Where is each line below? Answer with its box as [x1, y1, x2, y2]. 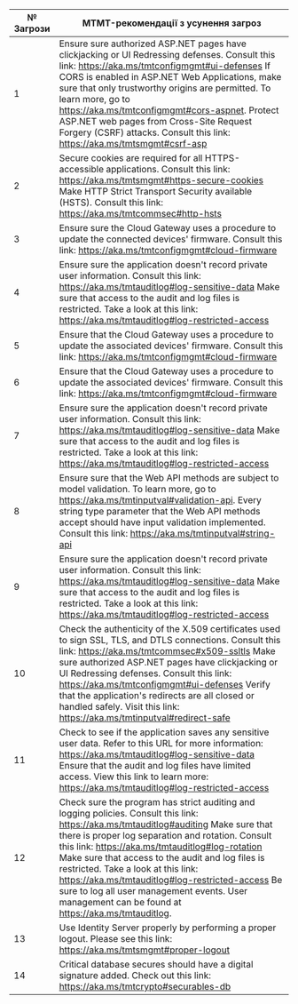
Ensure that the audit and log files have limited [59, 760, 251, 771]
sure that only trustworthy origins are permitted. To [59, 82, 271, 94]
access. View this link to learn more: [59, 770, 209, 783]
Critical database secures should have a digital [59, 959, 254, 970]
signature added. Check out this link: [59, 969, 211, 981]
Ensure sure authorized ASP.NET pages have [59, 37, 247, 50]
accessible [59, 163, 105, 175]
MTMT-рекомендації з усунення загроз [82, 17, 262, 29]
